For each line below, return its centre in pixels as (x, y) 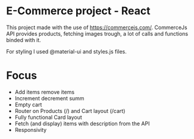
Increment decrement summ (49, 98)
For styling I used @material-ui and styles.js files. (66, 51)
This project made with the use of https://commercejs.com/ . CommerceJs (97, 27)
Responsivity (31, 129)
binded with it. (24, 40)
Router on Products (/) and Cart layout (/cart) (70, 110)
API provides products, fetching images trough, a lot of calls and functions (97, 33)
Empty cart (28, 105)
